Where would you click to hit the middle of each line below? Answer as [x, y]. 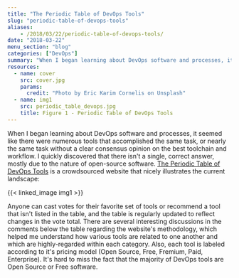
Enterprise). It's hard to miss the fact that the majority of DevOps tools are [116, 259]
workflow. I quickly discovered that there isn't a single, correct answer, [111, 156]
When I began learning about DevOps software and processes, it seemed [115, 133]
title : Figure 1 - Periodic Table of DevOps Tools [97, 113]
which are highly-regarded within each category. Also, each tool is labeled [116, 244]
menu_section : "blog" [39, 47]
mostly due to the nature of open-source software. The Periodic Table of [114, 164]
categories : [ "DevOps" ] [43, 54]
